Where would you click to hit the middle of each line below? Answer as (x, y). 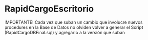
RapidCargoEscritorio (49, 9)
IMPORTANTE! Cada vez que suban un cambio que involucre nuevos (74, 22)
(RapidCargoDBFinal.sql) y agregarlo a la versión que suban (65, 32)
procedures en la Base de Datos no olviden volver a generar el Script (74, 27)
